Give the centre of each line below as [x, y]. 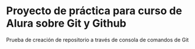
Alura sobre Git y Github [66, 23]
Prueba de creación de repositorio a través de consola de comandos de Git [97, 40]
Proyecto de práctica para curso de [94, 11]
